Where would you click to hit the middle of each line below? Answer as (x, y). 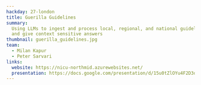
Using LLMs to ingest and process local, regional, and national (95, 28)
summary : (17, 23)
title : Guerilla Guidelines (41, 17)
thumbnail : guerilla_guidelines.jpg (52, 40)
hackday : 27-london (31, 12)
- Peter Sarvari (32, 56)
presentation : (29, 73)
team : (13, 45)
